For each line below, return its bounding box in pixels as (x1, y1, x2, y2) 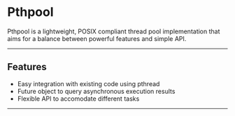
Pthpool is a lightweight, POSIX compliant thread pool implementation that (7, 27, 220, 35)
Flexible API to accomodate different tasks (17, 94, 140, 103)
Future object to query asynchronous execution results (17, 87, 176, 95)
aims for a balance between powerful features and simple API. (7, 34, 187, 42)
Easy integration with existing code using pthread (17, 79, 160, 88)
